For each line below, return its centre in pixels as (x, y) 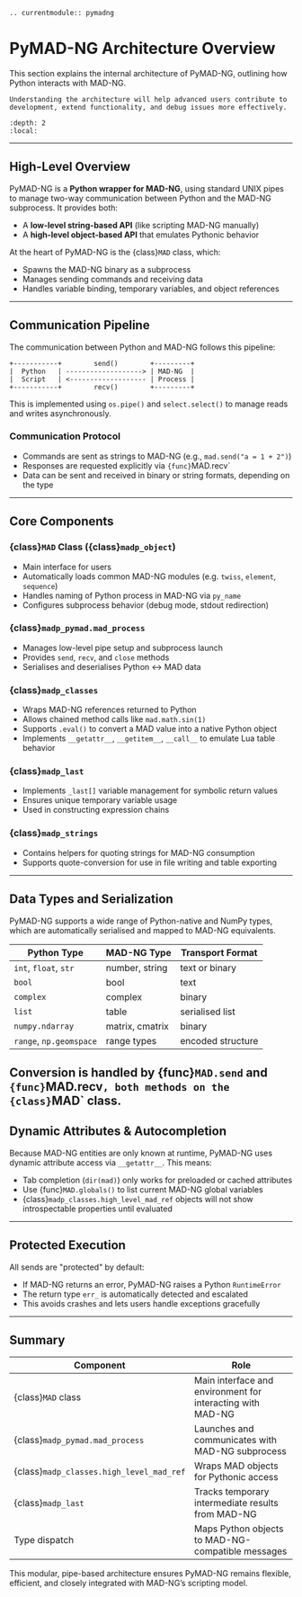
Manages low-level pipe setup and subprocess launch (122, 647)
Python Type (55, 952)
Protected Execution (67, 1245)
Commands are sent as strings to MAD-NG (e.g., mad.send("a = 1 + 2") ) (157, 456)
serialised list (207, 1012)
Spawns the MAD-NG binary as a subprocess (107, 269)
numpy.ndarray (44, 1026)
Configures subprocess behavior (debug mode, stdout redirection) (146, 605)
